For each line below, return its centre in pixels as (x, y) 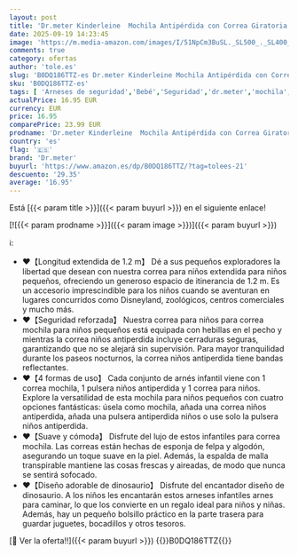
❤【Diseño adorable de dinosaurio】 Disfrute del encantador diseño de (153, 486)
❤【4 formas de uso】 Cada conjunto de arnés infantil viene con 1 (144, 378)
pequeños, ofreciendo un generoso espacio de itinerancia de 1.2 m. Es (151, 281)
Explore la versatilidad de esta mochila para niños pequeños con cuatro (153, 398)
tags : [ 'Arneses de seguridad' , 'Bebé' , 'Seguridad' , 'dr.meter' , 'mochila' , (150, 91)
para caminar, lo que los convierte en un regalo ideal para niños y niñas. (153, 505)
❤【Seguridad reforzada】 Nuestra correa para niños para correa (143, 320)
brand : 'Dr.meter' (43, 158)
